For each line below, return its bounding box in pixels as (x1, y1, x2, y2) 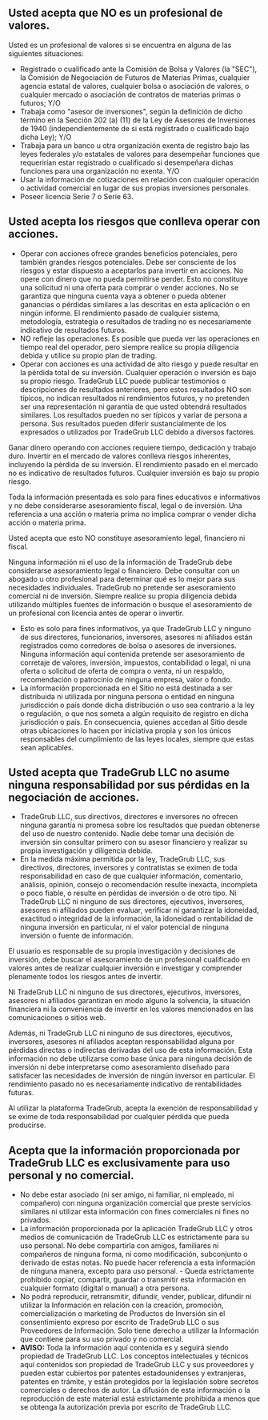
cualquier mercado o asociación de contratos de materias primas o (19, 90, 242, 99)
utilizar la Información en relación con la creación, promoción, (19, 1300, 224, 1310)
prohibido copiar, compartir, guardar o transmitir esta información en (19, 1275, 246, 1285)
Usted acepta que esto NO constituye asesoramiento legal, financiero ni (8, 533, 246, 542)
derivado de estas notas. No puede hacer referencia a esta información (19, 1258, 256, 1267)
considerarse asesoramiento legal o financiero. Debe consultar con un (8, 566, 240, 575)
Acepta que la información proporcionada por (8, 1143, 241, 1157)
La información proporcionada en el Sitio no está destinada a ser (19, 683, 234, 693)
